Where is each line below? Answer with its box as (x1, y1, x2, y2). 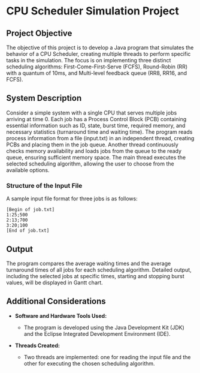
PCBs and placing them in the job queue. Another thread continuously (6, 141, 178, 148)
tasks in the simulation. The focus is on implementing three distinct (6, 57, 171, 64)
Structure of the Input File (6, 181, 83, 189)
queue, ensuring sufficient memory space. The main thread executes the (6, 154, 186, 161)
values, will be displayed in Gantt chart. (6, 279, 103, 286)
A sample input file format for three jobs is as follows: (6, 195, 138, 202)
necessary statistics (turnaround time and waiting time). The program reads (6, 128, 193, 136)
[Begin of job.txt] (6, 207, 55, 213)
